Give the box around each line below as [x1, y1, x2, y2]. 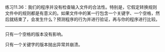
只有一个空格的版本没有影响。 [5, 31, 65, 37]
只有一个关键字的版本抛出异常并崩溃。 [5, 42, 82, 47]
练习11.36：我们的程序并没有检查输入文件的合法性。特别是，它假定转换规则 [5, 4, 157, 10]
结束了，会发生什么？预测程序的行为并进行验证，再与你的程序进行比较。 [13, 17, 160, 22]
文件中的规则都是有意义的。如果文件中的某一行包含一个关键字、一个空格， [5, 10, 156, 16]
